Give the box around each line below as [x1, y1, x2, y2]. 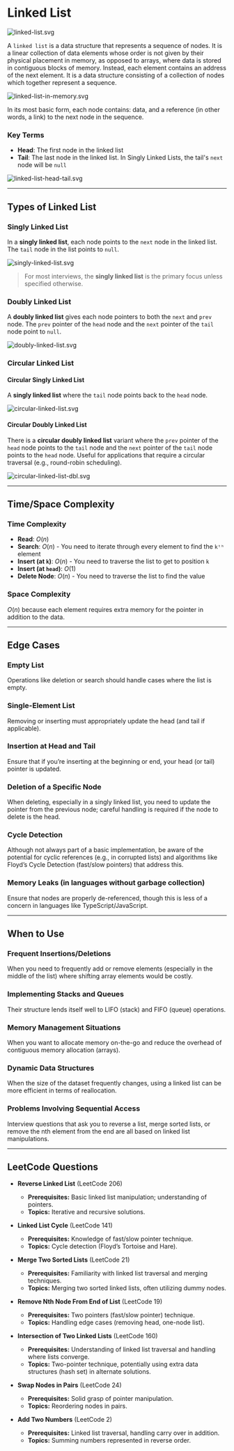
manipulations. [7, 1134, 49, 1143]
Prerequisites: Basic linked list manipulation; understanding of [27, 1193, 208, 1202]
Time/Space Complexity [7, 498, 115, 510]
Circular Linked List [7, 359, 75, 368]
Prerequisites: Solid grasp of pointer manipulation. [27, 1395, 174, 1403]
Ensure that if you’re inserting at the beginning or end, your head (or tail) [7, 757, 215, 765]
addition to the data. [7, 613, 65, 621]
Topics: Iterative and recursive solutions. [27, 1208, 146, 1216]
